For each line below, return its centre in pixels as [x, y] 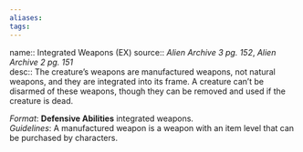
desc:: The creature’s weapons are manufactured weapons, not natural [143, 71]
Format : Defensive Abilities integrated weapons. [102, 118]
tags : [20, 26]
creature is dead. [42, 100]
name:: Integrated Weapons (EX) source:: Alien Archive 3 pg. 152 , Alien [143, 52]
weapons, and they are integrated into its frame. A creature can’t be [137, 81]
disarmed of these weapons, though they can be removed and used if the [147, 91]
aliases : [26, 18]
